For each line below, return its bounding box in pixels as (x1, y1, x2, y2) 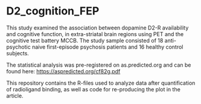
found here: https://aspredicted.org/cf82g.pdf (6, 67, 121, 75)
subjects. (6, 49, 29, 57)
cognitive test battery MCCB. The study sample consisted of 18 (6, 37, 164, 44)
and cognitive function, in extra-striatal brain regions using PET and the (6, 30, 184, 37)
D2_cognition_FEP (6, 4, 100, 18)
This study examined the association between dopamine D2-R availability (6, 24, 189, 31)
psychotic (6, 43, 31, 50)
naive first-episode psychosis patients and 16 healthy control (32, 43, 183, 50)
